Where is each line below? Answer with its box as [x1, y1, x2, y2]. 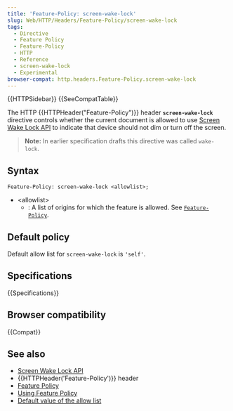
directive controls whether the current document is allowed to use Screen [7, 116, 220, 124]
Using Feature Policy [17, 389, 78, 398]
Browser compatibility [7, 309, 107, 321]
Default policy [7, 231, 70, 243]
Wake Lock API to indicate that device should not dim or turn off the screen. [7, 124, 227, 132]
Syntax [7, 164, 39, 176]
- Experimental [13, 69, 58, 76]
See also [7, 348, 46, 360]
